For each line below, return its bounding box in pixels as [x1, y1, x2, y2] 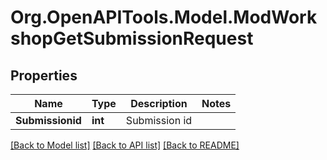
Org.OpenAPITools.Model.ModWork [10, 6, 318, 29]
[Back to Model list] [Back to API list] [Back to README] [10, 139, 240, 151]
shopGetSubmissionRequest [10, 27, 254, 50]
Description [130, 97, 188, 110]
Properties [10, 67, 78, 84]
